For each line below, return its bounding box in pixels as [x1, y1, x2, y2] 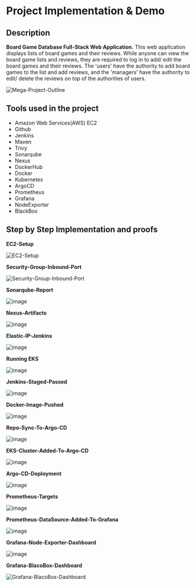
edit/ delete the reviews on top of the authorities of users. [6, 75, 146, 82]
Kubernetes [14, 176, 43, 183]
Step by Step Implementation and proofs [6, 225, 158, 235]
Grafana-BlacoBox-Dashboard [6, 562, 83, 569]
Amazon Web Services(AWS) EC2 [14, 119, 97, 126]
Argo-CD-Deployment [6, 470, 62, 477]
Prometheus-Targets [6, 493, 58, 500]
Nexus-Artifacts [6, 309, 47, 316]
